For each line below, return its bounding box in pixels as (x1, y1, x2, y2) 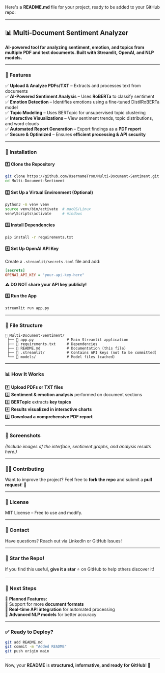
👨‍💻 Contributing (5, 465, 44, 472)
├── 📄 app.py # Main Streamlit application (7, 337, 129, 343)
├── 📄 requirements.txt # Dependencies (7, 342, 98, 347)
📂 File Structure (5, 322, 43, 328)
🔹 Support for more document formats (5, 601, 84, 607)
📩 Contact (5, 527, 29, 534)
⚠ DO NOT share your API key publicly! (5, 281, 87, 287)
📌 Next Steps (5, 585, 37, 592)
